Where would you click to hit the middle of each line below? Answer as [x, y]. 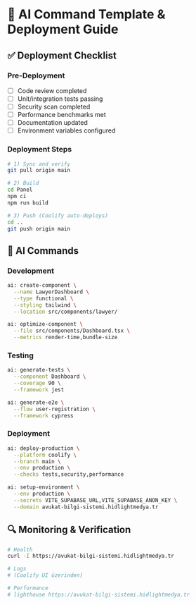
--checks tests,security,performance [69, 475]
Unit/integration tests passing [60, 99]
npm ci [17, 197]
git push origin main [39, 228]
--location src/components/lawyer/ [66, 312]
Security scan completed [54, 106]
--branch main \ [37, 461]
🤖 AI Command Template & [86, 14]
